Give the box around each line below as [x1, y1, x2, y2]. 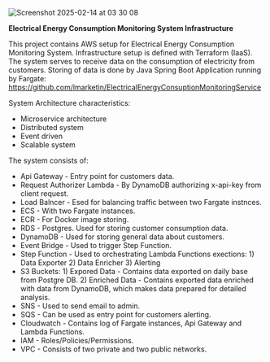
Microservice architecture [20, 114, 107, 124]
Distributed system [20, 123, 84, 132]
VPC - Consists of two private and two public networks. [20, 344, 207, 354]
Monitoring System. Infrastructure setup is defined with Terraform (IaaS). [8, 48, 253, 57]
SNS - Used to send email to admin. [20, 301, 141, 311]
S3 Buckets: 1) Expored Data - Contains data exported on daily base [20, 267, 248, 276]
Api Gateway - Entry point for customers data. [20, 172, 175, 181]
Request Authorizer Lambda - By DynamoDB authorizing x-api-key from [20, 180, 262, 190]
